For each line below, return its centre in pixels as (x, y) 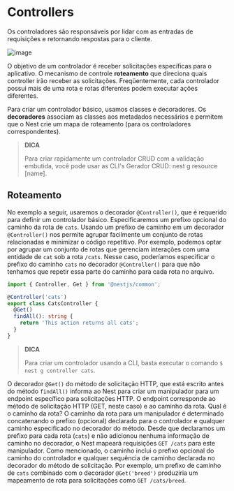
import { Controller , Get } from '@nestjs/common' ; (84, 284)
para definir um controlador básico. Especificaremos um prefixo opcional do (117, 219)
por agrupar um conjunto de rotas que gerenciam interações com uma (108, 249)
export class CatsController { (53, 303)
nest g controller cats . (60, 370)
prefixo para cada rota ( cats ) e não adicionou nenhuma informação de (108, 435)
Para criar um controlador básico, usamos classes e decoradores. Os (107, 109)
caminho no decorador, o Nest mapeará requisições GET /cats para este (111, 443)
